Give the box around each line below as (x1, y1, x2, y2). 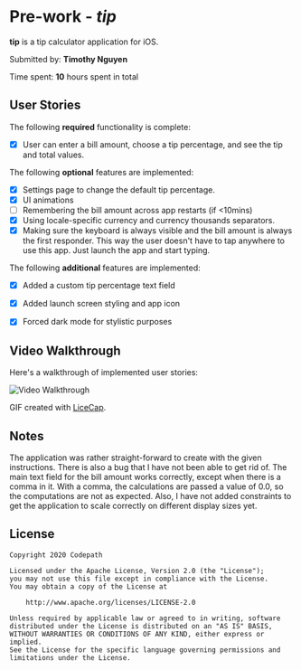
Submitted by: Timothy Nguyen (9, 53, 128, 64)
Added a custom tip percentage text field (22, 280, 176, 291)
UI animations (22, 194, 74, 205)
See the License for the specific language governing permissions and (9, 645, 281, 655)
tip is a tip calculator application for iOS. (9, 36, 159, 47)
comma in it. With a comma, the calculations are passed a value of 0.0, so (9, 481, 284, 492)
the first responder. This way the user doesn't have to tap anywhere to (22, 235, 285, 246)
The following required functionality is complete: (9, 121, 192, 132)
